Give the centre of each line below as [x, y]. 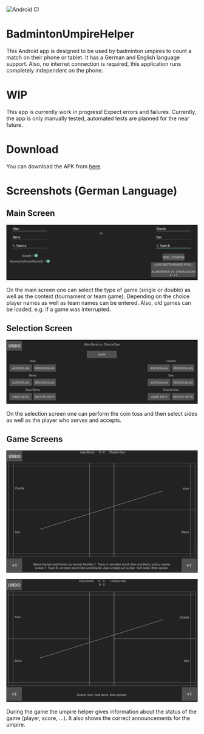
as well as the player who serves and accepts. [64, 420]
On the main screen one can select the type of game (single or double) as [99, 290]
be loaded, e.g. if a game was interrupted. [59, 309]
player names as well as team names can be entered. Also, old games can [99, 302]
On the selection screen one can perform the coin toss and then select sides [102, 413]
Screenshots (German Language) [92, 191]
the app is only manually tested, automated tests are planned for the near [98, 118]
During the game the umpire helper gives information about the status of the [102, 711]
